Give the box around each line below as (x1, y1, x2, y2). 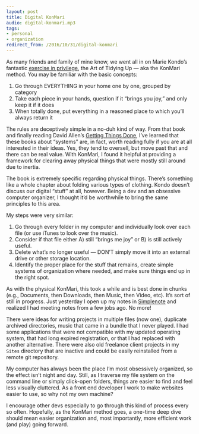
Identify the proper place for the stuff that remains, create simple (14, 261, 174, 268)
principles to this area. (6, 200, 61, 207)
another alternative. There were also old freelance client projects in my (6, 341, 179, 348)
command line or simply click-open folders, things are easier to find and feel (6, 378, 193, 385)
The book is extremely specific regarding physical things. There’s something (6, 175, 193, 182)
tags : (6, 25, 20, 32)
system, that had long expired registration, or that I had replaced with (6, 334, 175, 342)
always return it (14, 114, 53, 121)
